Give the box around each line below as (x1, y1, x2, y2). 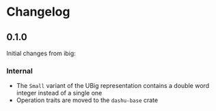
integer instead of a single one (16, 89, 103, 97)
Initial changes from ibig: (6, 49, 76, 57)
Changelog (6, 4, 70, 20)
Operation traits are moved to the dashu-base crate (16, 96, 159, 104)
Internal (6, 66, 33, 76)
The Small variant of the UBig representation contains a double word (16, 82, 210, 90)
